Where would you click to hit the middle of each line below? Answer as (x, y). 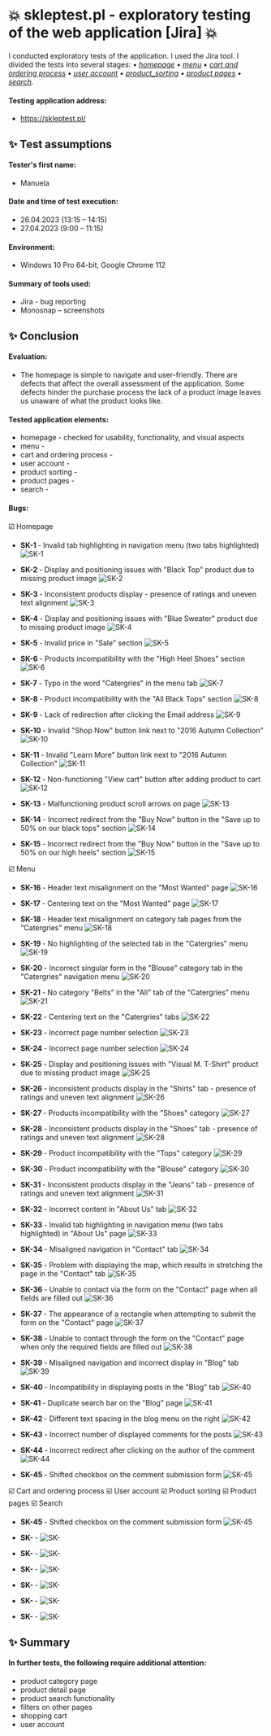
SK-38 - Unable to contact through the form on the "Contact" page (132, 1338)
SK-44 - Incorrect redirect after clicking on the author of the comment (138, 1450)
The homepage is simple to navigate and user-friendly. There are (129, 374)
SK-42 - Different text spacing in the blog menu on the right (120, 1419)
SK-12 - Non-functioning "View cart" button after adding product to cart (140, 780)
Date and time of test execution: (64, 202)
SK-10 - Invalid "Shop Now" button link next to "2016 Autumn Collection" (142, 731)
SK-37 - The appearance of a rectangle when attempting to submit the (138, 1314)
